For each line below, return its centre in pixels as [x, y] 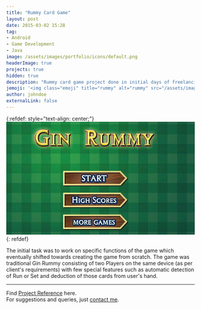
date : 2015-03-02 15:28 [36, 25]
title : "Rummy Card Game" [38, 13]
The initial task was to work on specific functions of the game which [90, 250]
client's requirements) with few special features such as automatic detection [100, 270]
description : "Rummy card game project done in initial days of [88, 82]
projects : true [25, 69]
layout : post [22, 19]
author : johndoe [26, 95]
